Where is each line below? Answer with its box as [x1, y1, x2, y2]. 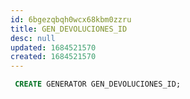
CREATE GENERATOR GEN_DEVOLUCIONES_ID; [14, 79, 182, 90]
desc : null [10, 33, 56, 43]
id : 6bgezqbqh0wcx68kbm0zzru [10, 14, 132, 25]
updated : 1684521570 [10, 42, 97, 53]
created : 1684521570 [10, 52, 97, 62]
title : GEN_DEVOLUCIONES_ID [10, 24, 128, 34]
